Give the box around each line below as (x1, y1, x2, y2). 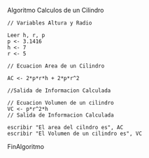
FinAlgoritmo (7, 143, 44, 150)
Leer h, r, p (7, 32, 45, 39)
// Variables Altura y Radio (7, 20, 92, 27)
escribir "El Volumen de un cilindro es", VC (7, 130, 142, 137)
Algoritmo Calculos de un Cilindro (7, 6, 104, 14)
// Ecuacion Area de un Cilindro (7, 62, 105, 70)
